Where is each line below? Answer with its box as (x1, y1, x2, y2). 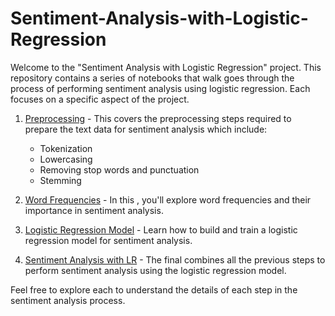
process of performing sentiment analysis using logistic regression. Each (10, 82, 311, 94)
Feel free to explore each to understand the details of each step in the (10, 283, 298, 296)
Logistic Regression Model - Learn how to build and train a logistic (24, 223, 298, 236)
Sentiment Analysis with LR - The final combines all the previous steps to (24, 253, 326, 266)
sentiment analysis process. (10, 294, 126, 306)
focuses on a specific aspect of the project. (10, 93, 190, 105)
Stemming (39, 174, 82, 186)
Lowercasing (39, 153, 93, 165)
